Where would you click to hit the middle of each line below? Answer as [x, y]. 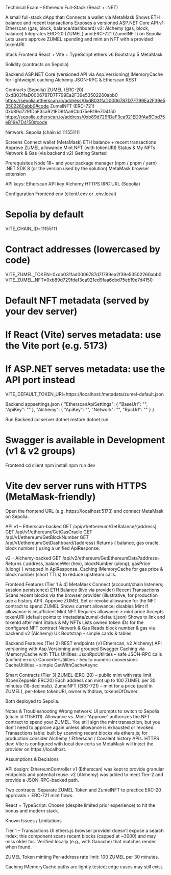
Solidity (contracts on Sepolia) [37, 64]
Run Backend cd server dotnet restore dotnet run [57, 420]
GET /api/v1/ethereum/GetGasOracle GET [49, 532]
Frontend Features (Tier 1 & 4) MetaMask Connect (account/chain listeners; [84, 585]
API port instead [40, 380]
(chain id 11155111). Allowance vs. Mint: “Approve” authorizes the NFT [78, 717]
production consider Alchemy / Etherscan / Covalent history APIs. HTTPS [82, 738]
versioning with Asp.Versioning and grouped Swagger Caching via [75, 649]
